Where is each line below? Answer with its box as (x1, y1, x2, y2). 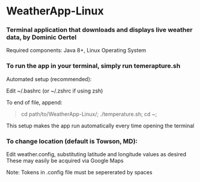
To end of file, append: (6, 99, 62, 106)
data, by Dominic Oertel (6, 33, 77, 41)
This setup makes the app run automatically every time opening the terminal (6, 122, 195, 129)
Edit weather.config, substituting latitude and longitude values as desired (6, 151, 186, 158)
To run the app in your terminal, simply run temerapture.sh (6, 62, 181, 70)
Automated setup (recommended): (6, 75, 92, 82)
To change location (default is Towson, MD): (6, 137, 138, 145)
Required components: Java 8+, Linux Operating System (6, 47, 147, 54)
